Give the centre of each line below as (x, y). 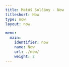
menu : (11, 33)
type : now (16, 19)
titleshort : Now (22, 15)
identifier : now (31, 43)
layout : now (18, 24)
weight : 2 (25, 56)
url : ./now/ (27, 52)
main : (16, 38)
